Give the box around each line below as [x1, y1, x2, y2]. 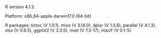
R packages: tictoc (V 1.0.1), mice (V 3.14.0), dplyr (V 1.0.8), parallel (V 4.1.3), [5, 22, 157, 28]
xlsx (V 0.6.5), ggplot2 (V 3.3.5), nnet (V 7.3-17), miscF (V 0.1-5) [5, 28, 131, 33]
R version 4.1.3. [5, 4, 35, 9]
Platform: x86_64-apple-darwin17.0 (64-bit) [5, 13, 92, 19]
